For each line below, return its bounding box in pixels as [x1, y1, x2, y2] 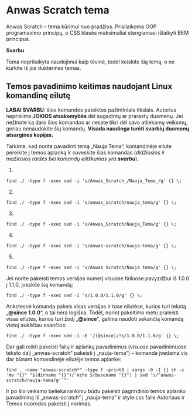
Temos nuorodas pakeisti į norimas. [6, 400, 92, 407]
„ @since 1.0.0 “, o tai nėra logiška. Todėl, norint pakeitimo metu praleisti [6, 309, 179, 316]
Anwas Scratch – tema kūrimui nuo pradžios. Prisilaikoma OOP [6, 23, 157, 30]
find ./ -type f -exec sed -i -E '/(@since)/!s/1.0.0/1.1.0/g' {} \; [6, 333, 180, 338]
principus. [6, 35, 30, 42]
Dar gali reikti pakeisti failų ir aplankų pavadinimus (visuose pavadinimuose [6, 343, 187, 350]
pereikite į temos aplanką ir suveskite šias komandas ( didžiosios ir [6, 149, 165, 156]
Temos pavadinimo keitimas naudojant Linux [6, 82, 173, 92]
